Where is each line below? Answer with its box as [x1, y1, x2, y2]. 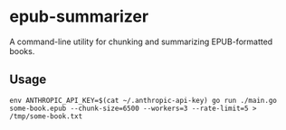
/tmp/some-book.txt [9, 111, 83, 121]
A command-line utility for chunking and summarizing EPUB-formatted [9, 36, 273, 47]
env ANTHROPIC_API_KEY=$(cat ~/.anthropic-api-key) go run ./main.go [9, 96, 278, 105]
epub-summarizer [9, 6, 149, 27]
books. [9, 45, 35, 56]
